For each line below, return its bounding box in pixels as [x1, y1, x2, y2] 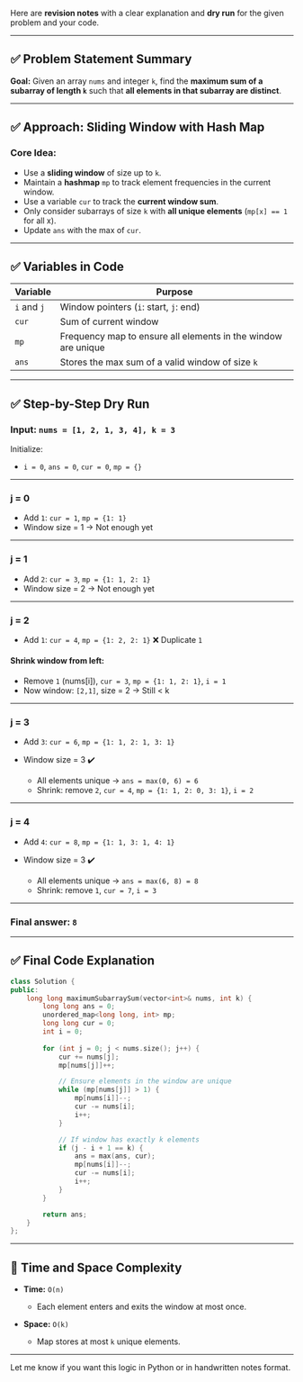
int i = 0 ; [42, 1027, 84, 1036]
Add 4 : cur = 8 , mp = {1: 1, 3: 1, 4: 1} [22, 836, 175, 847]
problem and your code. [10, 17, 100, 28]
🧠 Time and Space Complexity [10, 1260, 183, 1275]
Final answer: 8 [10, 916, 77, 928]
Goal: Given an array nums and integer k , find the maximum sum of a [10, 76, 263, 86]
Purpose [156, 285, 193, 298]
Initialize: [10, 444, 43, 454]
